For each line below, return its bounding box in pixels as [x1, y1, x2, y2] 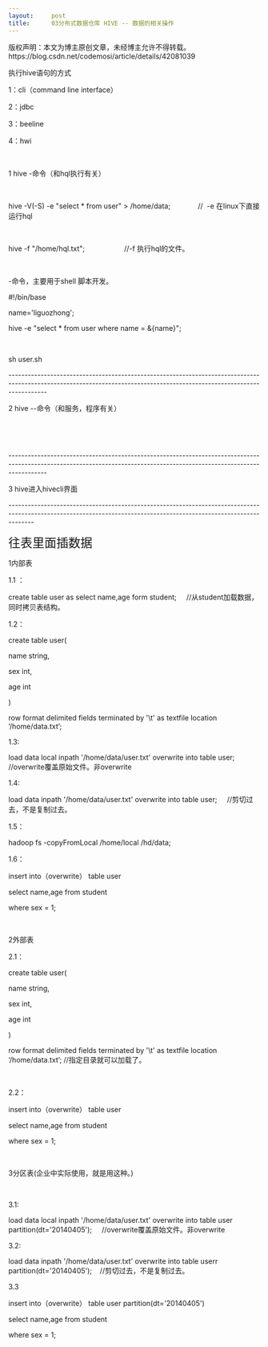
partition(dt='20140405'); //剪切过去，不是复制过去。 [8, 1265, 190, 1275]
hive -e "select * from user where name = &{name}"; [8, 323, 182, 333]
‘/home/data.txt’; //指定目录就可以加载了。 [8, 1055, 146, 1064]
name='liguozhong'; [8, 308, 74, 317]
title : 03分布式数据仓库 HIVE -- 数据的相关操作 [8, 19, 174, 27]
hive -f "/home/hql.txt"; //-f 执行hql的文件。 [8, 244, 190, 253]
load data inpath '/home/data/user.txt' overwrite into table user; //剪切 [8, 794, 246, 804]
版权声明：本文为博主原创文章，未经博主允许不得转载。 [8, 42, 190, 52]
